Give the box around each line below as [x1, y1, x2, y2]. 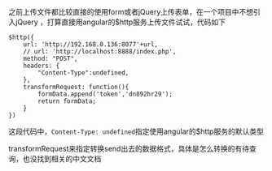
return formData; [37, 97, 96, 105]
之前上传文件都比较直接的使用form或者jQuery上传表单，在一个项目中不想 [8, 7, 254, 16]
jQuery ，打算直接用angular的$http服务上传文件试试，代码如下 [15, 17, 226, 27]
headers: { [23, 62, 60, 70]
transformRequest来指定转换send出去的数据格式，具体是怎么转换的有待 [8, 144, 250, 153]
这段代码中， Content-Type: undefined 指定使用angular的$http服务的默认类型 [8, 126, 265, 136]
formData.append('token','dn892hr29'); [37, 90, 173, 98]
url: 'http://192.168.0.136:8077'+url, [23, 41, 159, 49]
